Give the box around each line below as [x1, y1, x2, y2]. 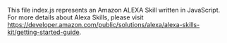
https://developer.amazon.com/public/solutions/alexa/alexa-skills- [7, 21, 200, 28]
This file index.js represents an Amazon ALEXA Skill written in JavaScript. [7, 6, 221, 14]
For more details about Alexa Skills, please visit [7, 13, 144, 21]
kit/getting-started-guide [7, 28, 80, 36]
